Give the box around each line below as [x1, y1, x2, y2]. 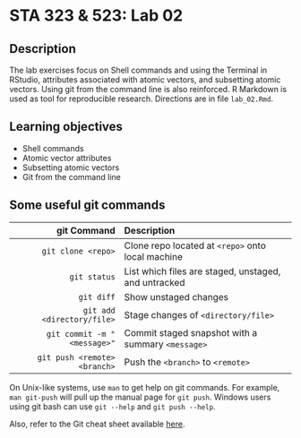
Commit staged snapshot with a [124, 326, 258, 339]
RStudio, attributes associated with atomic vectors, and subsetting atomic [9, 74, 281, 85]
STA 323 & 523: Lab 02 [9, 5, 184, 26]
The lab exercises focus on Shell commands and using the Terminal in [9, 64, 268, 75]
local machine [124, 250, 184, 262]
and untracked [124, 276, 185, 288]
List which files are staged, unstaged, [124, 265, 281, 278]
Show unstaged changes [124, 290, 228, 303]
